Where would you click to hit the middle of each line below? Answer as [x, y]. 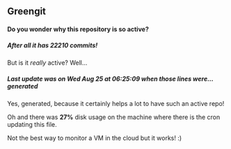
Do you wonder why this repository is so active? [78, 29]
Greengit [27, 11]
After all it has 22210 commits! [53, 45]
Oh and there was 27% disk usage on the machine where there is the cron [114, 117]
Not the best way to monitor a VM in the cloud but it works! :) [95, 138]
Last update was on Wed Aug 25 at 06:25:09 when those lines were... [110, 79]
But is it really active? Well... [47, 63]
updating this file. [32, 124]
